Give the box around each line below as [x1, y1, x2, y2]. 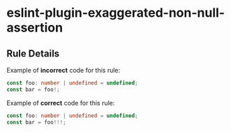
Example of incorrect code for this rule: [6, 66, 121, 74]
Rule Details [6, 47, 60, 59]
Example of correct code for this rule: [6, 98, 115, 107]
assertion [6, 20, 64, 36]
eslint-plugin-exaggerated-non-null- [6, 5, 225, 21]
